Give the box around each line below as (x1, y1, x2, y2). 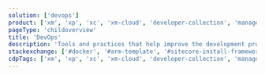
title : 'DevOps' (8, 33, 62, 41)
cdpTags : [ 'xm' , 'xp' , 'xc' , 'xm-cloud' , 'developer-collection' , (8, 55, 231, 63)
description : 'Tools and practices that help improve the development (8, 41, 245, 48)
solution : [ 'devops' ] (8, 11, 80, 20)
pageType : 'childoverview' (8, 26, 97, 34)
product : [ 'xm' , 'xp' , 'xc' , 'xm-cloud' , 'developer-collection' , (8, 19, 231, 27)
